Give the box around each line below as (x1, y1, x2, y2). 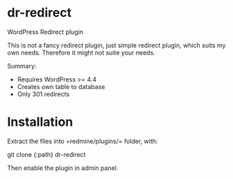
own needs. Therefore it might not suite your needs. (7, 48, 156, 57)
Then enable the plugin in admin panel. (7, 164, 119, 172)
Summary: (7, 62, 37, 70)
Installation (7, 114, 74, 130)
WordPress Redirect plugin (7, 28, 84, 36)
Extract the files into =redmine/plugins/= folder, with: (7, 137, 158, 145)
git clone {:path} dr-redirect (7, 150, 86, 158)
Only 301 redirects (17, 90, 70, 98)
